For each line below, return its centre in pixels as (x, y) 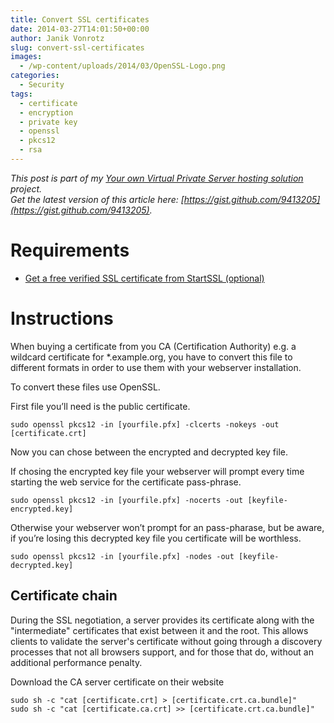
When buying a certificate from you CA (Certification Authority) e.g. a (153, 346)
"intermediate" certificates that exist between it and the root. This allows (159, 630)
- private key (48, 122)
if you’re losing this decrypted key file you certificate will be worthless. (156, 538)
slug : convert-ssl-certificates (77, 47)
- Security (42, 85)
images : (26, 57)
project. (26, 188)
